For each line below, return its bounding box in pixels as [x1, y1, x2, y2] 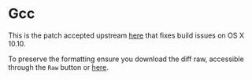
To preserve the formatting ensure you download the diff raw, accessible [8, 54, 244, 64]
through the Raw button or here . [8, 62, 109, 71]
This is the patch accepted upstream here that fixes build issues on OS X [8, 31, 244, 40]
